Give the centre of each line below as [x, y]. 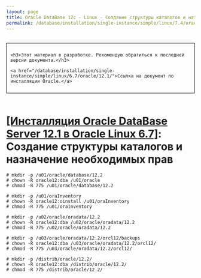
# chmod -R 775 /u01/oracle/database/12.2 [60, 186]
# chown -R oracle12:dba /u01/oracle [53, 181]
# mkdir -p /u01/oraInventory [44, 196]
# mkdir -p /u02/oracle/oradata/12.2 [53, 217]
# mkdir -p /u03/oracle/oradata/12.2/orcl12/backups [73, 238]
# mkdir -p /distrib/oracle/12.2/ [49, 259]
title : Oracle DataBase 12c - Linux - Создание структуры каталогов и [96, 17]
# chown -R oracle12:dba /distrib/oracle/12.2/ [67, 265]
